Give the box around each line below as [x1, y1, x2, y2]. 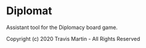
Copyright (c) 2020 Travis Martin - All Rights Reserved [6, 35, 141, 42]
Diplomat [6, 4, 53, 18]
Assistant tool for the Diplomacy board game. [6, 24, 118, 31]
